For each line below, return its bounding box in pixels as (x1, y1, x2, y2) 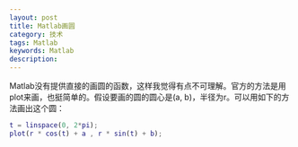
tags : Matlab (9, 38, 58, 48)
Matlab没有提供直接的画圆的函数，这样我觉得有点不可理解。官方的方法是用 (9, 81, 286, 91)
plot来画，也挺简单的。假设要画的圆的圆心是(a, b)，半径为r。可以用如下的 (9, 91, 282, 102)
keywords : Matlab (9, 47, 74, 56)
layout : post (9, 13, 58, 22)
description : (9, 55, 58, 64)
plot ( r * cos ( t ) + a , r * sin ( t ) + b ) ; (9, 129, 163, 138)
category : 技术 (9, 30, 64, 39)
